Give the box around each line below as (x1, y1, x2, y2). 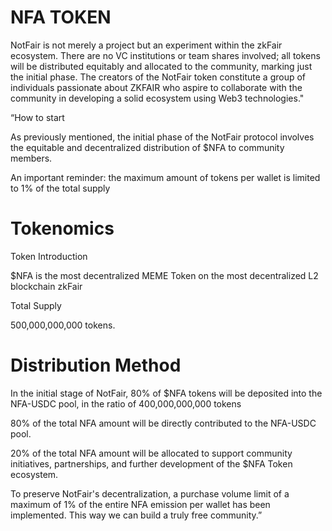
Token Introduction (10, 250, 88, 262)
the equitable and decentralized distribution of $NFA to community (10, 141, 285, 153)
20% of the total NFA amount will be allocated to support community (10, 447, 293, 459)
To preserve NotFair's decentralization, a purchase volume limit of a (10, 487, 290, 500)
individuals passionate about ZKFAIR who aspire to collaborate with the (10, 81, 303, 93)
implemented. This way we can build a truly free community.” (10, 509, 263, 521)
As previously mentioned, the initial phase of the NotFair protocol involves (10, 131, 315, 143)
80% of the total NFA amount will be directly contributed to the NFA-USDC (10, 417, 317, 429)
